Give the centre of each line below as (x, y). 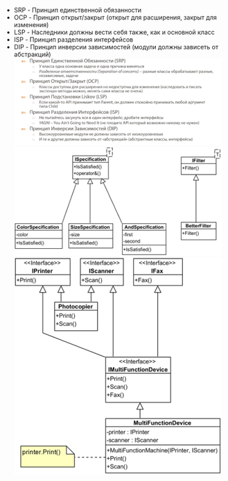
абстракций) (32, 54)
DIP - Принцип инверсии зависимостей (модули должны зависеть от (116, 47)
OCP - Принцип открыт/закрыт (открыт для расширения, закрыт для (115, 17)
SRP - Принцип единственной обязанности (78, 10)
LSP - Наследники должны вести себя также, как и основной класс (114, 32)
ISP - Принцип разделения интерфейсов (73, 40)
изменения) (31, 25)
